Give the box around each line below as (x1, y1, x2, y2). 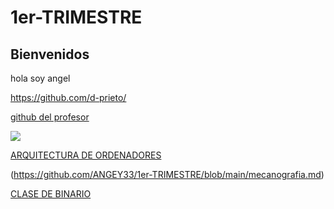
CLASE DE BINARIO (10, 188, 92, 200)
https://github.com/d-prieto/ (10, 92, 127, 103)
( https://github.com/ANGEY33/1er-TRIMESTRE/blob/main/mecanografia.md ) (10, 169, 325, 180)
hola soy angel (10, 72, 71, 84)
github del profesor (10, 111, 90, 123)
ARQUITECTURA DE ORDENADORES (10, 149, 162, 161)
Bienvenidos (10, 46, 90, 63)
